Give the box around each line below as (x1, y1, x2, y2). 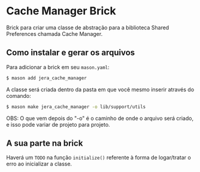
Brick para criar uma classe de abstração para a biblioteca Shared (6, 24, 169, 31)
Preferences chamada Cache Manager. (6, 30, 103, 37)
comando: (6, 92, 31, 99)
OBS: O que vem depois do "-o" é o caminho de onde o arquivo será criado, (6, 115, 193, 122)
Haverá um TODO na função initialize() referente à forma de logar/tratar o (6, 154, 192, 161)
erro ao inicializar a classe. (6, 160, 72, 168)
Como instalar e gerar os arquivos (6, 48, 135, 58)
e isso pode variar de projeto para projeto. (6, 121, 110, 128)
